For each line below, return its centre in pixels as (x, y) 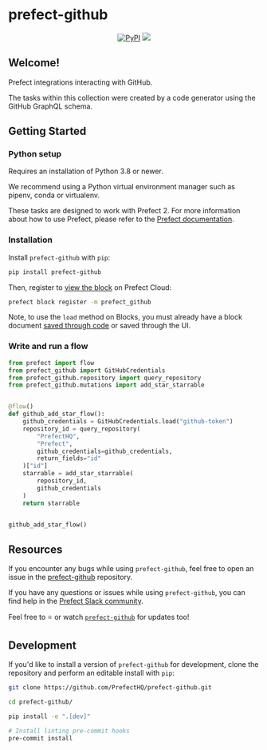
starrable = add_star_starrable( (78, 474)
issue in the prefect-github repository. (71, 577)
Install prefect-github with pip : (59, 257)
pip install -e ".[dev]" (49, 716)
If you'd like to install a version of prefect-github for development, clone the (133, 665)
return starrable (51, 503)
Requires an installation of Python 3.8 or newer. (86, 171)
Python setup (35, 154)
